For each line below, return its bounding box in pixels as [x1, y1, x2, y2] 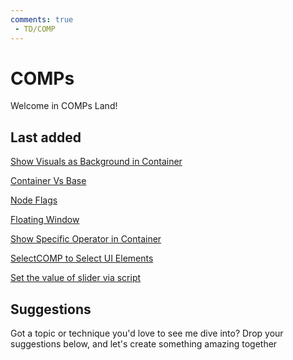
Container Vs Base [10, 175, 87, 187]
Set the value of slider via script [10, 272, 142, 284]
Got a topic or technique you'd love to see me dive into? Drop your [10, 327, 284, 340]
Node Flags [10, 194, 58, 206]
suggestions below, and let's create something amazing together [10, 338, 278, 350]
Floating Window [10, 214, 80, 226]
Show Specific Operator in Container [10, 233, 162, 245]
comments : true [10, 14, 74, 25]
